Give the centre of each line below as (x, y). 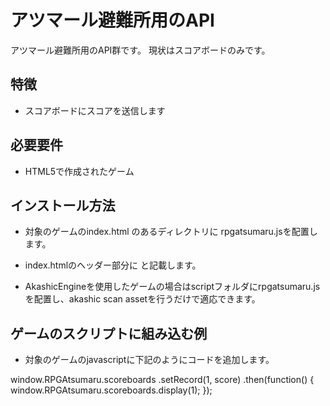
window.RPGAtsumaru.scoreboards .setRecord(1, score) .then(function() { (162, 380)
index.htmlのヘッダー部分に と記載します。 (113, 265)
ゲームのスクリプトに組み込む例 (109, 333)
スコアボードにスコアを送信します (95, 110)
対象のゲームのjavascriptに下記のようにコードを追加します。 (149, 360)
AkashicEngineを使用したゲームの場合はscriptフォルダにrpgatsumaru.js (172, 287)
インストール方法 (63, 205)
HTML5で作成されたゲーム (79, 171)
